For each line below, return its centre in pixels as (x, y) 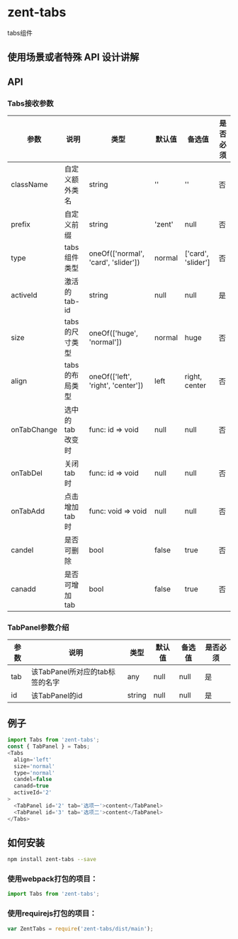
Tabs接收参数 (31, 103)
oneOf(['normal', (117, 254)
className (29, 185)
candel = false (33, 780)
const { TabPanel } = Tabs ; (49, 746)
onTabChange (34, 430)
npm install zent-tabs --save (52, 860)
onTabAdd (28, 511)
